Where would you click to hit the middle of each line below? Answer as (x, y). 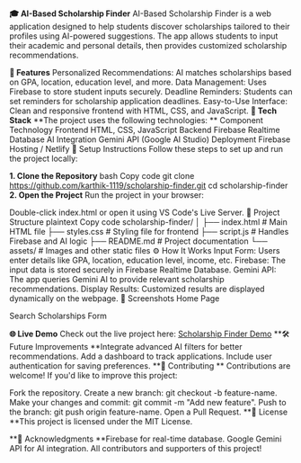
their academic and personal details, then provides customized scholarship (148, 45)
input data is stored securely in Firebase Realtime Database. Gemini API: (143, 270)
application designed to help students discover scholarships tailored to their (150, 27)
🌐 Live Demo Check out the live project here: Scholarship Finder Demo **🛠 (150, 334)
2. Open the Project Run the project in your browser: (107, 195)
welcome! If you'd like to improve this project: (93, 375)
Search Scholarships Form (58, 316)
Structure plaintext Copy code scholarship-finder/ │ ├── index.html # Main (148, 222)
